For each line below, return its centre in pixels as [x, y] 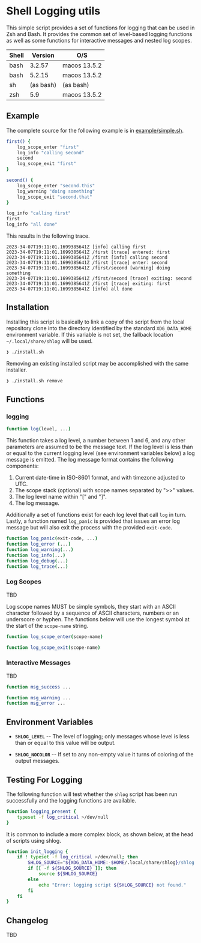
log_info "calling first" [38, 213]
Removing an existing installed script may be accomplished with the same [97, 363]
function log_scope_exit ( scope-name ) [53, 647]
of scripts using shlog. [34, 840]
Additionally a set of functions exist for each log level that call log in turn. [97, 515]
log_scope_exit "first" [47, 164]
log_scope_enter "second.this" [56, 185]
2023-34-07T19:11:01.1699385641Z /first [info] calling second [87, 258]
